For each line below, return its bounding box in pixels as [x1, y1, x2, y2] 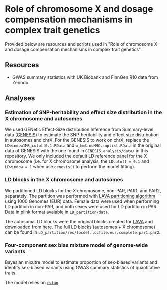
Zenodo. [12, 79, 30, 85]
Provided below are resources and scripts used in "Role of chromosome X [5, 41, 157, 47]
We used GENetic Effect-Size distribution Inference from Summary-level [5, 126, 154, 133]
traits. [5, 270, 17, 276]
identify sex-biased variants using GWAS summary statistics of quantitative [5, 265, 160, 271]
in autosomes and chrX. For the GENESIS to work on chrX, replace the [5, 137, 149, 143]
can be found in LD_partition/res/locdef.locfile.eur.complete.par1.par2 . [5, 229, 161, 235]
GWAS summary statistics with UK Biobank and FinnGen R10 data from [12, 74, 158, 80]
